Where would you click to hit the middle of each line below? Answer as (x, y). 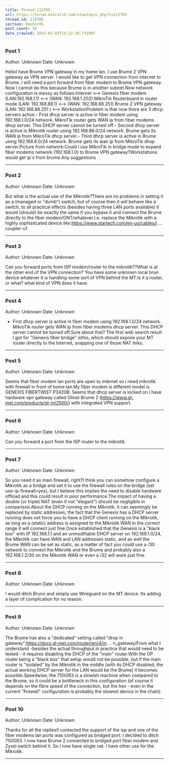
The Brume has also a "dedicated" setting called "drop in (64, 638)
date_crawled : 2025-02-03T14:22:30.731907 (50, 33)
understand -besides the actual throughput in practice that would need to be (84, 648)
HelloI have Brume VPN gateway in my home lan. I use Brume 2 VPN (76, 72)
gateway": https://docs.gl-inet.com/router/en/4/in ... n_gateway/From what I (83, 643)
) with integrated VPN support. (100, 403)
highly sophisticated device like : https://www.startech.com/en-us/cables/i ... (84, 223)
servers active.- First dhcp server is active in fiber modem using (72, 115)
